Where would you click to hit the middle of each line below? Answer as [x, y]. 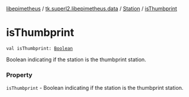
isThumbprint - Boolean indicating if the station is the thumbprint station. [95, 88]
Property [19, 75]
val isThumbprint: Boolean [40, 48]
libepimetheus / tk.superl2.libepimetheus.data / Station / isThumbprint [92, 9]
